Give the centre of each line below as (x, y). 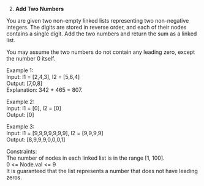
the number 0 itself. (31, 58)
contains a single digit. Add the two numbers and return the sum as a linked (102, 34)
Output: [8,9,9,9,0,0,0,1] (36, 139)
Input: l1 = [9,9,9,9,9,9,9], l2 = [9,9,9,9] (55, 133)
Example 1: (20, 70)
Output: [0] (21, 115)
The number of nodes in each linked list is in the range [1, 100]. (85, 158)
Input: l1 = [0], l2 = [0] (34, 108)
